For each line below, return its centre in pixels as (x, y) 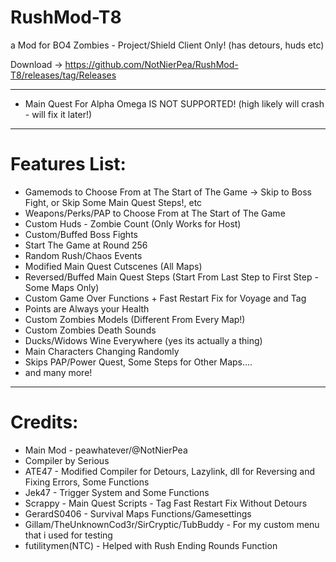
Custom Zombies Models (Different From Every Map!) (135, 319)
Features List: (68, 164)
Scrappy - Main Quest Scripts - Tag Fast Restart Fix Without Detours (166, 503)
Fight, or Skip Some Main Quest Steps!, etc (113, 202)
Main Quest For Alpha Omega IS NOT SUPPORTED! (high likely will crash (174, 103)
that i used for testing (68, 535)
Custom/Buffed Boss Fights (81, 234)
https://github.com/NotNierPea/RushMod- (151, 64)
